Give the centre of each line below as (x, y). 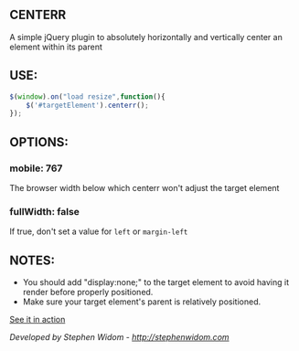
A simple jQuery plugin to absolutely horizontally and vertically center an (146, 37)
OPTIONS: (39, 142)
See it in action (37, 320)
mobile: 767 (36, 168)
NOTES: (32, 260)
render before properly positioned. (88, 292)
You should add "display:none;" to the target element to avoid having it (156, 282)
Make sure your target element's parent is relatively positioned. (142, 302)
